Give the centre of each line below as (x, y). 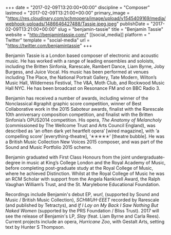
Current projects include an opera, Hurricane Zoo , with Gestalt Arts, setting (85, 222)
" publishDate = (133, 24)
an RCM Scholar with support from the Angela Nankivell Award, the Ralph (83, 179)
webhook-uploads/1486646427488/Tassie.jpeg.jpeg (61, 24)
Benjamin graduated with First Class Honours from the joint (68, 157)
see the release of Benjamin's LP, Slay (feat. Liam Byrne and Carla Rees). (83, 216)
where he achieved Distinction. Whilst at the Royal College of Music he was (85, 173)
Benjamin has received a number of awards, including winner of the (77, 98)
